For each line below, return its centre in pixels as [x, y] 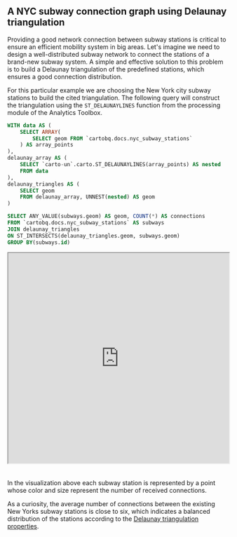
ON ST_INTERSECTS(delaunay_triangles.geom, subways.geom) [94, 236]
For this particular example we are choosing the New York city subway [109, 90]
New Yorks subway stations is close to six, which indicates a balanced [109, 511]
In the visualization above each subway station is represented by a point [111, 482]
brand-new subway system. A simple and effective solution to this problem [115, 62]
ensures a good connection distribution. [65, 76]
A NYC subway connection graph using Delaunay [117, 12]
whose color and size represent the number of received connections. [107, 490]
